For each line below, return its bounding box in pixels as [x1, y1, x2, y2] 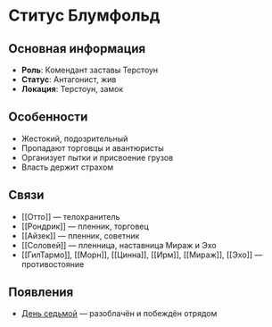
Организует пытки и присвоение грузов [21, 152, 174, 163]
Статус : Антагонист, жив [21, 74, 117, 85]
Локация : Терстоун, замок [21, 84, 124, 94]
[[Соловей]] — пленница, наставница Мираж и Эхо [21, 239, 217, 250]
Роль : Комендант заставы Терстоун [21, 64, 159, 75]
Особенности [8, 109, 88, 125]
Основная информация [8, 41, 146, 56]
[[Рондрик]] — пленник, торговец [21, 221, 149, 231]
